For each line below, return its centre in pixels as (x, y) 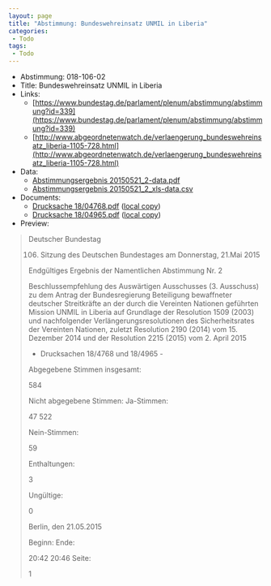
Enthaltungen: (51, 464)
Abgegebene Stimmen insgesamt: (85, 369)
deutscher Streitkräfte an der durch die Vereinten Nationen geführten (143, 304)
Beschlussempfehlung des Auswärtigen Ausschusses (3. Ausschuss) (144, 286)
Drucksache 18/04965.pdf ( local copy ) (97, 215)
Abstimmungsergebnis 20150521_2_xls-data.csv (112, 189)
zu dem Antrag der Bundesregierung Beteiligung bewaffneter (130, 295)
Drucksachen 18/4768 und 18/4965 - (102, 353)
